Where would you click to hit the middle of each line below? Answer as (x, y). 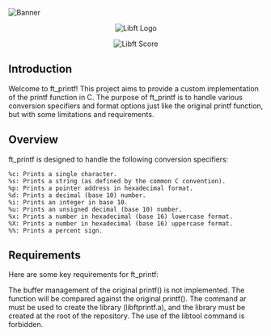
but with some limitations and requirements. (81, 114)
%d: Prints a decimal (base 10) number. (78, 195)
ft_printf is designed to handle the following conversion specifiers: (119, 159)
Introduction (40, 69)
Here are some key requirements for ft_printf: (84, 275)
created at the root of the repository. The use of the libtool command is (127, 316)
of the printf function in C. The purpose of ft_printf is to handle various (125, 97)
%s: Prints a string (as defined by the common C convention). (117, 181)
